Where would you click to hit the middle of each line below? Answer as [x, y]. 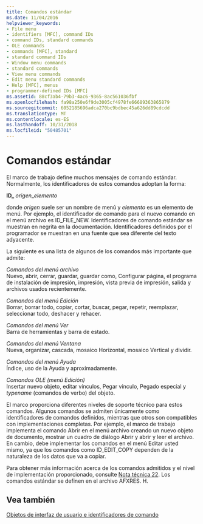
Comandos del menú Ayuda [41, 361]
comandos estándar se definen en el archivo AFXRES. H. [77, 481]
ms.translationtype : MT [36, 114]
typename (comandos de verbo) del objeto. [61, 393]
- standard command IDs [36, 57]
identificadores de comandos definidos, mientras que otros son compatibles [102, 417]
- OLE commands [26, 46]
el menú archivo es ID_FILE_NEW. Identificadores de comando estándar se [99, 220]
